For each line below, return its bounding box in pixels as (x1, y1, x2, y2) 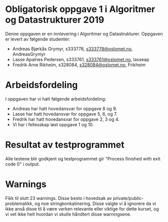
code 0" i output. (5, 161, 40, 167)
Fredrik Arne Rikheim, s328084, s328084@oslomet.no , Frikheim (12, 62, 146, 68)
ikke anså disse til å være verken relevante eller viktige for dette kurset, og (5, 205, 159, 211)
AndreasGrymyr (12, 51, 46, 57)
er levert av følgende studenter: (5, 36, 71, 42)
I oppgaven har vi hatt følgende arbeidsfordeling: (5, 96, 106, 102)
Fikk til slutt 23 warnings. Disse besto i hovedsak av (5, 195, 112, 201)
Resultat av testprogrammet (5, 139, 124, 151)
